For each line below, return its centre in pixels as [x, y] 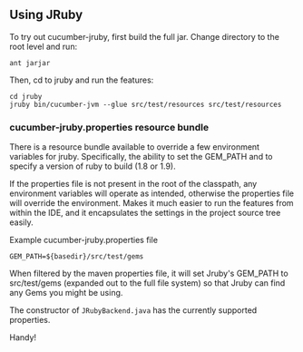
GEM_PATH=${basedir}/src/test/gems [77, 257]
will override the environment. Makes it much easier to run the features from [151, 203]
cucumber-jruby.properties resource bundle [109, 127]
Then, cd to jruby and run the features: [82, 80]
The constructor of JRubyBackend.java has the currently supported [133, 310]
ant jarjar [30, 63]
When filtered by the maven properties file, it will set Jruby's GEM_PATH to [149, 274]
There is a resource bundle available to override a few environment [135, 147]
